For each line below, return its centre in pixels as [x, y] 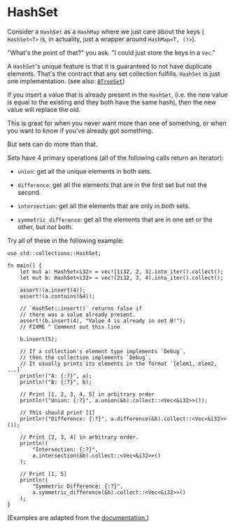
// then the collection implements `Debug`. [86, 357]
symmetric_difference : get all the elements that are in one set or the [115, 219]
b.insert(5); [39, 339]
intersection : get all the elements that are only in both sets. [104, 206]
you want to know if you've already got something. [80, 130]
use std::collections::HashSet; [54, 253]
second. [29, 192]
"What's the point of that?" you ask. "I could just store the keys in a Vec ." [111, 53]
